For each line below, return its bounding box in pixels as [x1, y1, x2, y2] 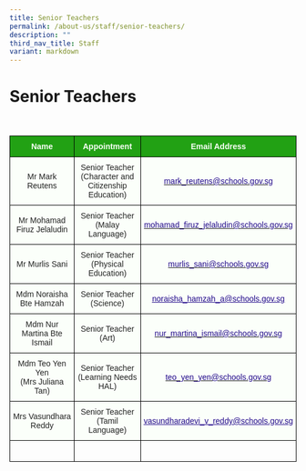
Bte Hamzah [19, 298, 65, 309]
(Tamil [97, 416, 118, 426]
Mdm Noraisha [15, 289, 68, 300]
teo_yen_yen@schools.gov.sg [165, 372, 271, 383]
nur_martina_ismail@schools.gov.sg [154, 328, 282, 339]
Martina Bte [21, 328, 63, 339]
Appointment [82, 142, 133, 152]
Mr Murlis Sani [16, 259, 68, 269]
